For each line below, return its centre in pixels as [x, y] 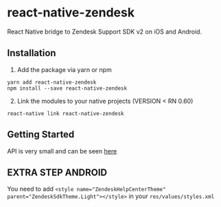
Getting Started [41, 135]
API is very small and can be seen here [62, 151]
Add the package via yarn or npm [64, 69]
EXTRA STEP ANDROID [57, 172]
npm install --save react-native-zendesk [67, 88]
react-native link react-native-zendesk [66, 113]
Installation [32, 53]
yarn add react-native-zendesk [52, 82]
